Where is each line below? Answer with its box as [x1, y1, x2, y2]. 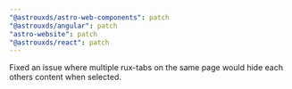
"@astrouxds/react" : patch [9, 37, 110, 47]
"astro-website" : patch [9, 29, 98, 38]
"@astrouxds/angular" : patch [9, 21, 118, 30]
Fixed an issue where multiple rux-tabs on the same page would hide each [9, 62, 284, 73]
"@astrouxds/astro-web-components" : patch [9, 12, 170, 22]
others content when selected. [9, 72, 122, 83]
